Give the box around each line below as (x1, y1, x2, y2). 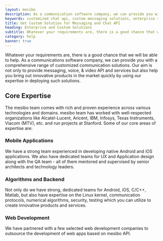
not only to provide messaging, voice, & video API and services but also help (5, 67, 158, 73)
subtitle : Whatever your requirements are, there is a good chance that (5, 30, 155, 34)
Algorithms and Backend (5, 176, 65, 182)
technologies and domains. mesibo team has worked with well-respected (5, 110, 151, 115)
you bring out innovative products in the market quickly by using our (5, 72, 142, 78)
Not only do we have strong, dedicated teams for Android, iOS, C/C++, (5, 187, 147, 193)
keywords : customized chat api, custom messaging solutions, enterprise (5, 16, 155, 21)
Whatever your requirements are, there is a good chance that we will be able (5, 52, 158, 58)
